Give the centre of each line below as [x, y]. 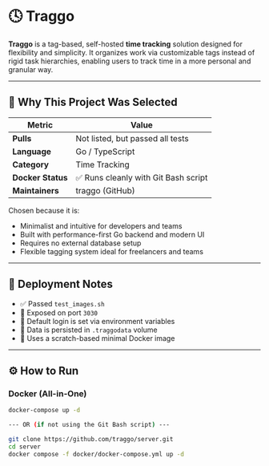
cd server [25, 447]
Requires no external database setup [80, 243]
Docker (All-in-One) [48, 393]
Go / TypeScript [105, 152]
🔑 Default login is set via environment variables [97, 321]
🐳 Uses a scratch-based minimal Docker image [97, 338]
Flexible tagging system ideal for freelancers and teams [112, 251]
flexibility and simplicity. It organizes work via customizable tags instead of [132, 52]
